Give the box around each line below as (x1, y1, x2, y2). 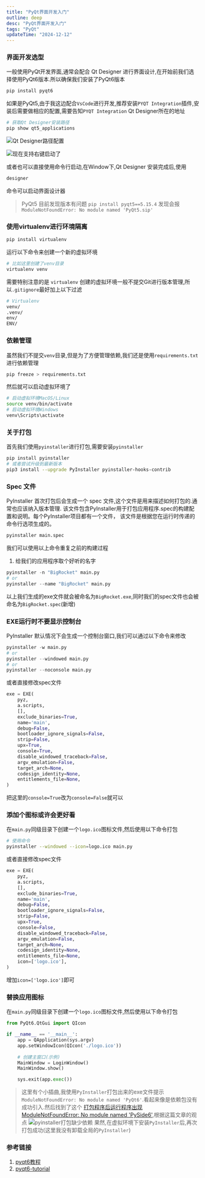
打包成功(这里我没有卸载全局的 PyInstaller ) (21, 1127, 131, 1134)
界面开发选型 (6, 53, 45, 62)
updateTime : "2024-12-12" (6, 32, 72, 38)
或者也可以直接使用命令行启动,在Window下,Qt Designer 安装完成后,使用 (6, 163, 187, 171)
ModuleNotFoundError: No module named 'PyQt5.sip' (21, 207, 154, 213)
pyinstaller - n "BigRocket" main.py (6, 569, 100, 576)
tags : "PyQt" (6, 26, 40, 32)
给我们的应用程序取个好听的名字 (15, 557, 96, 565)
